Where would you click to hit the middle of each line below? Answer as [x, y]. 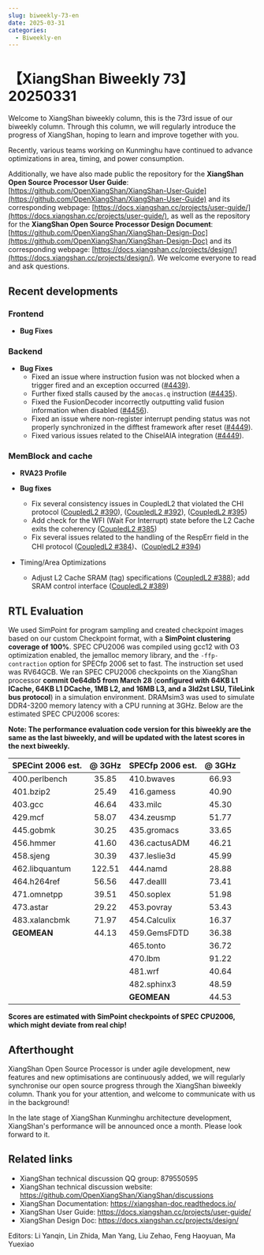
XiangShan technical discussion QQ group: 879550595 [109, 1178]
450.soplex [150, 895]
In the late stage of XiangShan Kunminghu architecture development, [120, 1118]
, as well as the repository [208, 216]
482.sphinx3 [152, 984]
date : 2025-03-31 [37, 23]
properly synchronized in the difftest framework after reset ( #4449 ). [142, 427]
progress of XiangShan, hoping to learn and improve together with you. [123, 135]
